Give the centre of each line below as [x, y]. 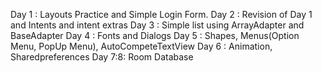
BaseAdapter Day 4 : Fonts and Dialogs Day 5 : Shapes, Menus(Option [155, 35]
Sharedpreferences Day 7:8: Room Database [102, 57]
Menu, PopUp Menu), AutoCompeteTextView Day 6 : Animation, [141, 46]
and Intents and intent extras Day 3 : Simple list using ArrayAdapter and [157, 25]
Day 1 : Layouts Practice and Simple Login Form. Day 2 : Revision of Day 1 [161, 14]
